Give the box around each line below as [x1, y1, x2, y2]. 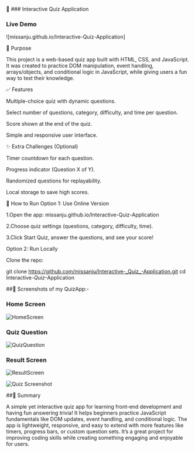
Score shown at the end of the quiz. [6, 120, 93, 127]
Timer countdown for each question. [6, 155, 94, 162]
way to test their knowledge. [6, 75, 75, 82]
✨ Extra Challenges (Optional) [6, 143, 78, 150]
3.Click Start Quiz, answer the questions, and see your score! [6, 234, 154, 241]
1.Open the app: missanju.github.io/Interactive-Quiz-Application [6, 211, 159, 219]
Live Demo [6, 20, 37, 28]
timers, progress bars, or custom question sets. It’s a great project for [6, 428, 174, 435]
